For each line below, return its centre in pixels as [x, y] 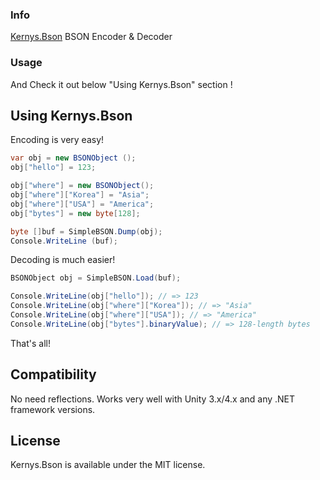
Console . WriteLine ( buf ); [64, 241]
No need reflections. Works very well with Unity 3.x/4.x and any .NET [153, 399]
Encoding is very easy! [57, 140]
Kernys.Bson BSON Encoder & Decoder [91, 37]
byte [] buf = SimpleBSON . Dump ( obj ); [86, 231]
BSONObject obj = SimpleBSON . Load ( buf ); [96, 278]
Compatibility [53, 374]
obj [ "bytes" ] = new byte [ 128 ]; [75, 213]
